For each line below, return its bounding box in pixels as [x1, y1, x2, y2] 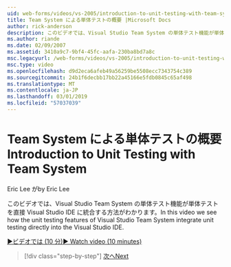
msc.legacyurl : [7, 55, 51, 62]
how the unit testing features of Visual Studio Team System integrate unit [7, 215, 214, 224]
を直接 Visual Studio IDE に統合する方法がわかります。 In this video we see [7, 208, 217, 216]
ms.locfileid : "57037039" [7, 100, 81, 107]
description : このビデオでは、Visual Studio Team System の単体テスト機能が [7, 29, 214, 36]
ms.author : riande [7, 36, 60, 43]
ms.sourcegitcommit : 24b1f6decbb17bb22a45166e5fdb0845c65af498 [7, 74, 192, 81]
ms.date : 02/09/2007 [7, 42, 67, 49]
